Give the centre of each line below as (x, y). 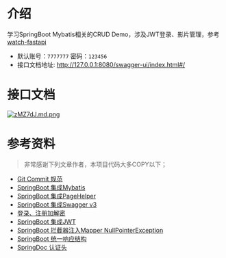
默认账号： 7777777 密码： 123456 (62, 56)
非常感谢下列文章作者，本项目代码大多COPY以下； (96, 164)
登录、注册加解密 (41, 213)
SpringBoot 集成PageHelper (56, 196)
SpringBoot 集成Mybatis (51, 187)
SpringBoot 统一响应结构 (52, 238)
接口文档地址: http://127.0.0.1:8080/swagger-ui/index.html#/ (101, 64)
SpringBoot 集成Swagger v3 (57, 204)
